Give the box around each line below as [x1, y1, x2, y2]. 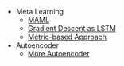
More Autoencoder [27, 49, 90, 58]
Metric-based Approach [27, 32, 107, 41]
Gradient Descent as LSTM [27, 24, 117, 33]
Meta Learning [15, 7, 64, 16]
